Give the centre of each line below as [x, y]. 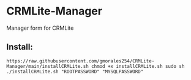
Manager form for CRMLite [40, 28]
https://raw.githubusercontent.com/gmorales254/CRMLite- [81, 61]
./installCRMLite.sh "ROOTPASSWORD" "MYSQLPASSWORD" [75, 72]
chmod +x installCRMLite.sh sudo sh [138, 66]
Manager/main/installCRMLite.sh [47, 66]
